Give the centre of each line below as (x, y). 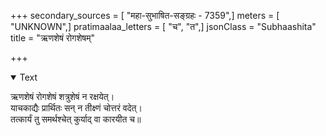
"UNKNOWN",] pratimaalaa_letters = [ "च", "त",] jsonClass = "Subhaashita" (163, 26)
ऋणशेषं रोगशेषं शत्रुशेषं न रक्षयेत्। (62, 96)
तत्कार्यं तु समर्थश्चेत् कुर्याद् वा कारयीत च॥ (76, 119)
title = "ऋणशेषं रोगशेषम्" (52, 38)
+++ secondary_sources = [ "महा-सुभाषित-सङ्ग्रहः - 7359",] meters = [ (145, 15)
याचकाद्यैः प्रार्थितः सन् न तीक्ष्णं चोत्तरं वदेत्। (76, 108)
